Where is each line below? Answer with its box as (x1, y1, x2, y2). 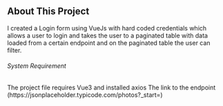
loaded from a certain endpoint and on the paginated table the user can (7, 38, 211, 47)
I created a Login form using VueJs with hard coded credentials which (7, 24, 207, 32)
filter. (7, 46, 22, 54)
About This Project (7, 6, 90, 17)
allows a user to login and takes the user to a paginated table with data (7, 31, 209, 39)
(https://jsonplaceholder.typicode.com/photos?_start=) (7, 91, 164, 99)
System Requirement (7, 62, 67, 70)
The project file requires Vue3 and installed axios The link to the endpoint (7, 83, 216, 92)
